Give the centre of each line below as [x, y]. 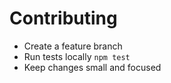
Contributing [63, 18]
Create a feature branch [73, 46]
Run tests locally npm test [77, 56]
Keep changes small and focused [92, 67]
